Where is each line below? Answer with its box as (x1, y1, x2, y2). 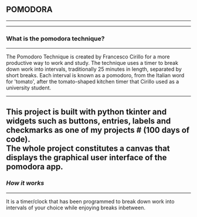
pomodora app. (6, 161, 63, 171)
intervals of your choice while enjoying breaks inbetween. (6, 204, 145, 211)
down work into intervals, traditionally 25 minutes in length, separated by (6, 66, 182, 73)
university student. (6, 84, 52, 91)
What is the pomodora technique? (6, 35, 105, 43)
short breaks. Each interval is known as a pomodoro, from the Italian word (6, 72, 185, 79)
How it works (6, 179, 45, 187)
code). (6, 134, 30, 144)
